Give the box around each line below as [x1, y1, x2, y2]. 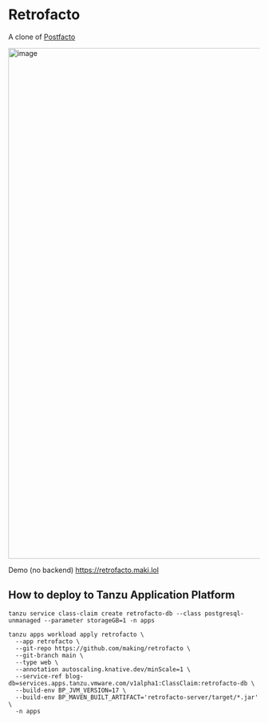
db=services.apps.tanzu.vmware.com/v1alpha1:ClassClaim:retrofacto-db [8, 679, 248, 687]
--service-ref [15, 672, 62, 680]
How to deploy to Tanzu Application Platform [8, 588, 235, 602]
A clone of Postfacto [8, 32, 76, 41]
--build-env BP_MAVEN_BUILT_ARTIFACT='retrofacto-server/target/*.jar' [15, 693, 259, 701]
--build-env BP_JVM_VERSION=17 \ [15, 686, 127, 694]
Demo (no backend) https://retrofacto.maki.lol [8, 565, 160, 575]
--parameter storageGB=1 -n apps [43, 616, 156, 624]
